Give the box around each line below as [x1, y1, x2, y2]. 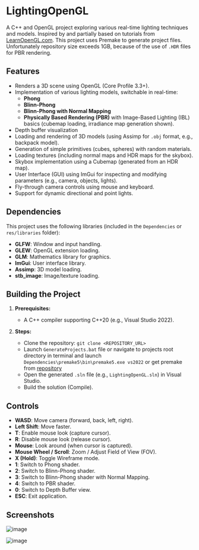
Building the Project [6, 289, 81, 299]
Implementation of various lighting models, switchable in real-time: [14, 88, 178, 96]
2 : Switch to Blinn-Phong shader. [14, 467, 96, 474]
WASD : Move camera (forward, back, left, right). [14, 417, 134, 424]
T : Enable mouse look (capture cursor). [14, 429, 111, 436]
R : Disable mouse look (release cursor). [14, 436, 112, 443]
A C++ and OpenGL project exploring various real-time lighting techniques [6, 24, 188, 31]
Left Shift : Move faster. [14, 423, 72, 430]
